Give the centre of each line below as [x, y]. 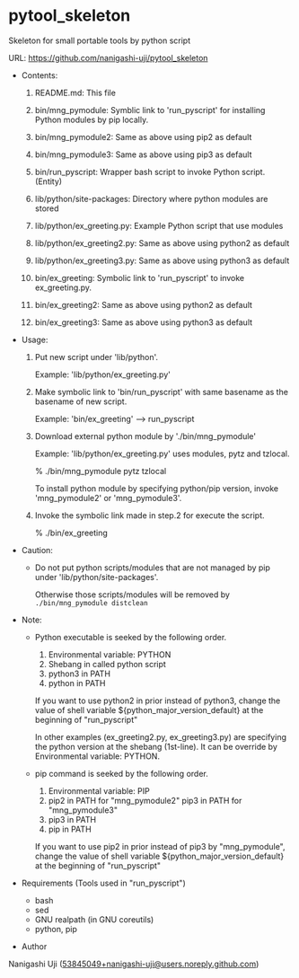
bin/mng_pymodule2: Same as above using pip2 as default [143, 137]
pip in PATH [70, 829]
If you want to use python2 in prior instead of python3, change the [158, 700]
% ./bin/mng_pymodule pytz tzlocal [101, 471]
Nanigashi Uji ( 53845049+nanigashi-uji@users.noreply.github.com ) [134, 964]
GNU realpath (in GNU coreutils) [94, 919]
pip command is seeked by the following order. [121, 773]
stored [47, 208]
